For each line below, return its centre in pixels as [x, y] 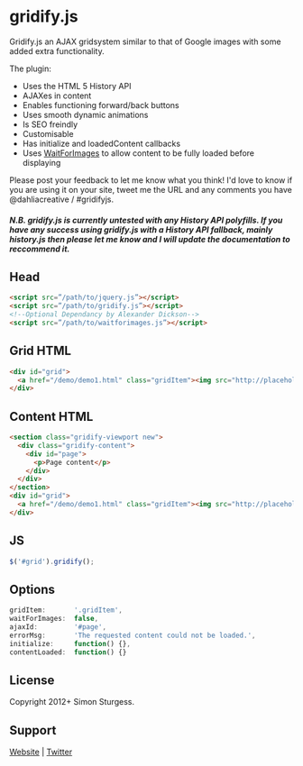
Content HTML [51, 416]
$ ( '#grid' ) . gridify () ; [52, 561]
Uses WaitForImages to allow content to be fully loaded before [138, 153]
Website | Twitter [41, 752]
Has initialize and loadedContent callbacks [101, 143]
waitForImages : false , [54, 619]
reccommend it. [40, 249]
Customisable [48, 133]
